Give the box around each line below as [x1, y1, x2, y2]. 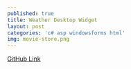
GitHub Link [7, 55, 41, 63]
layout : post [7, 23, 45, 30]
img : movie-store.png [7, 36, 70, 43]
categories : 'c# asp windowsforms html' [7, 29, 126, 37]
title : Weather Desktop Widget [7, 17, 98, 23]
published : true [7, 10, 54, 17]
